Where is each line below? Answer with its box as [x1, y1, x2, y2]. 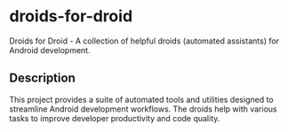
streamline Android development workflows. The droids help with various [9, 104, 277, 114]
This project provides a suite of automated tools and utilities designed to [9, 94, 274, 105]
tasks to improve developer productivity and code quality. [9, 113, 220, 123]
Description [9, 71, 76, 86]
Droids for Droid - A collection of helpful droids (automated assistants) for [9, 35, 280, 46]
